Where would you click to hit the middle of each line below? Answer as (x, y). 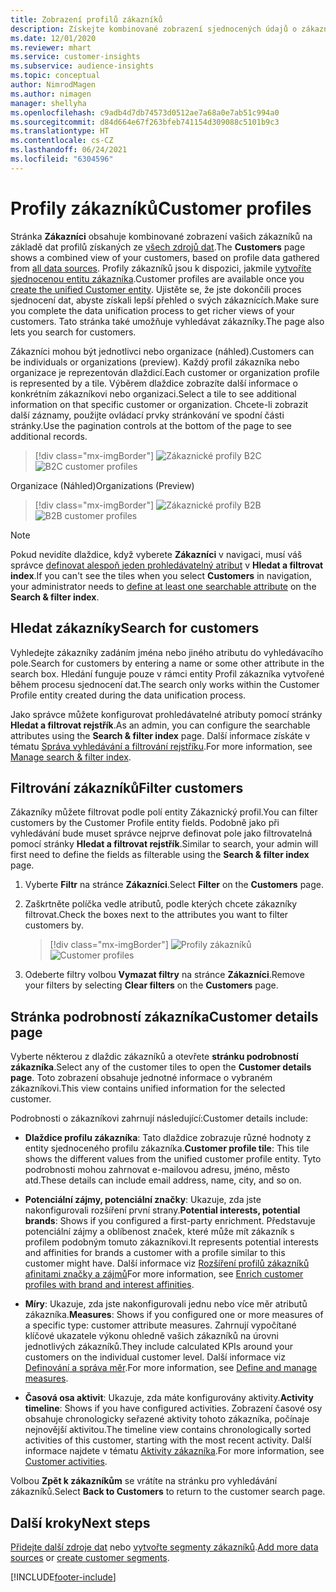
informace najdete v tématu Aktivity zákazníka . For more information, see (174, 1451)
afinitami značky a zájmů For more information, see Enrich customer (164, 1274)
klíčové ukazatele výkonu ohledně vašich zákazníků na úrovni (151, 1336)
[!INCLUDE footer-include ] (63, 1577)
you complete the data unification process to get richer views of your (152, 310)
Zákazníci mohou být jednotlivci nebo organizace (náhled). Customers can (162, 351)
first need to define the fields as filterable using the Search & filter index (160, 855)
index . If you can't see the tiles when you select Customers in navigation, (161, 575)
